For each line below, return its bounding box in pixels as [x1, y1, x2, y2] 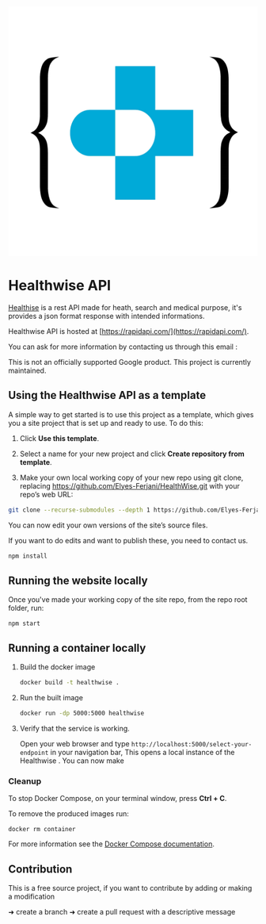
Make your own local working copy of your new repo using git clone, [19, 473, 244, 482]
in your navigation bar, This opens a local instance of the [50, 747, 235, 757]
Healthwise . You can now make [19, 756, 124, 765]
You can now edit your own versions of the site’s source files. [8, 520, 208, 530]
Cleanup [8, 776, 42, 787]
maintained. [8, 366, 47, 375]
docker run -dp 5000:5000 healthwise [19, 709, 145, 717]
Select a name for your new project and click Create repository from [19, 449, 245, 458]
